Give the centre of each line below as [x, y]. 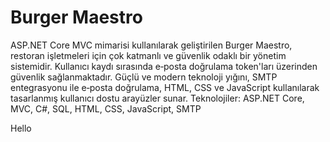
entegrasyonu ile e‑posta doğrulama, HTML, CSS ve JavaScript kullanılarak [165, 87]
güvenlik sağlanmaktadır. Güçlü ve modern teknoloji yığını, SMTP [144, 77]
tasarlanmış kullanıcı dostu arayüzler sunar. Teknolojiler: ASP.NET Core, [157, 98]
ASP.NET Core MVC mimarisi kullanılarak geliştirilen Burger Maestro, [151, 45]
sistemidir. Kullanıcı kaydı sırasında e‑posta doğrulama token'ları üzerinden [164, 66]
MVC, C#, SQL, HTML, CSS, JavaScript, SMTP [106, 108]
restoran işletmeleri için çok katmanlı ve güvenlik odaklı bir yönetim [148, 55]
